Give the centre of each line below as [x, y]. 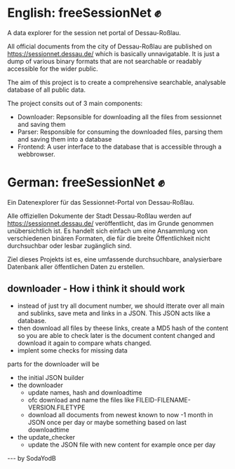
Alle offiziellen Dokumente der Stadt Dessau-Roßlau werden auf [100, 216]
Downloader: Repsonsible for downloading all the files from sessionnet [120, 116]
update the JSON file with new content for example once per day [122, 444]
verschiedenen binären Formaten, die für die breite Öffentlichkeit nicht [109, 238]
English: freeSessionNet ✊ [84, 13]
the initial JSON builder [51, 377]
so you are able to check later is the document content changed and [116, 335]
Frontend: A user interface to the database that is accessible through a [120, 147]
